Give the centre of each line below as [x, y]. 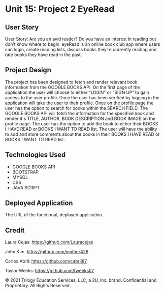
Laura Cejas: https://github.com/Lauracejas [49, 242]
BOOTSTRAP [25, 172]
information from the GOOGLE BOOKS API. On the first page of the [73, 87]
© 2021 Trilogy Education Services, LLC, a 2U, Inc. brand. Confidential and [81, 280]
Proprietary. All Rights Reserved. [38, 286]
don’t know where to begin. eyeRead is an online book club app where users [82, 44]
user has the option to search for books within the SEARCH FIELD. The [77, 108]
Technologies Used [35, 155]
